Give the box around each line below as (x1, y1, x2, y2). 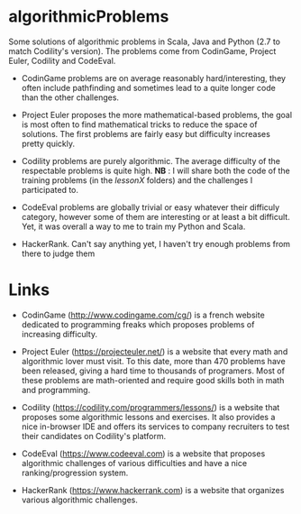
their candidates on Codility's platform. (21, 430, 167, 441)
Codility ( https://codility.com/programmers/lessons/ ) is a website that (21, 401, 280, 412)
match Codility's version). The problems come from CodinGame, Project (8, 45, 277, 56)
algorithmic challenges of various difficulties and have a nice (21, 457, 248, 468)
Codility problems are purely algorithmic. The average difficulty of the (21, 155, 281, 166)
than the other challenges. (21, 92, 119, 103)
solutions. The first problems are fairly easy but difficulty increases (21, 128, 271, 139)
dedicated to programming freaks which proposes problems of (21, 318, 255, 330)
